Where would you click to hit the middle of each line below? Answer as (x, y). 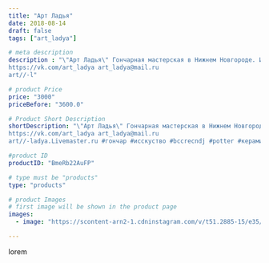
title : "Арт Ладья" (41, 16)
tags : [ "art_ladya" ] (43, 38)
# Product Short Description (57, 119)
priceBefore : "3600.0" (46, 104)
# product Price (35, 89)
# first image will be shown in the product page (93, 207)
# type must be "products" (53, 177)
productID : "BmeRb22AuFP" (51, 163)
